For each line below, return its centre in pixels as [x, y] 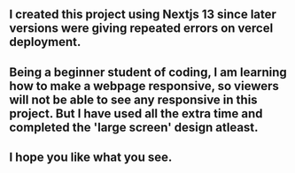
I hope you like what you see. [91, 158]
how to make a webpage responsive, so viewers [144, 86]
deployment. [45, 42]
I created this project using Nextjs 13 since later [143, 15]
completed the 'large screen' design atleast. [134, 127]
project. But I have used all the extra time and [136, 113]
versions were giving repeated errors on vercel [141, 29]
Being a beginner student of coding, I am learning [148, 72]
